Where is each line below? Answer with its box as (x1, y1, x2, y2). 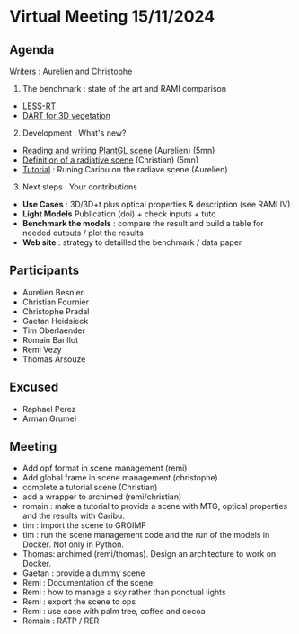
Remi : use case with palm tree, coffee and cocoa (22, 606, 206, 617)
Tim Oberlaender (22, 325, 86, 336)
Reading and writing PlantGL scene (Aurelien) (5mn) (22, 145, 215, 155)
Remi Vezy (22, 344, 62, 355)
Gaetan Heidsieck (22, 315, 89, 326)
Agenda (9, 42, 55, 57)
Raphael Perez (22, 403, 76, 414)
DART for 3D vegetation (22, 110, 110, 120)
